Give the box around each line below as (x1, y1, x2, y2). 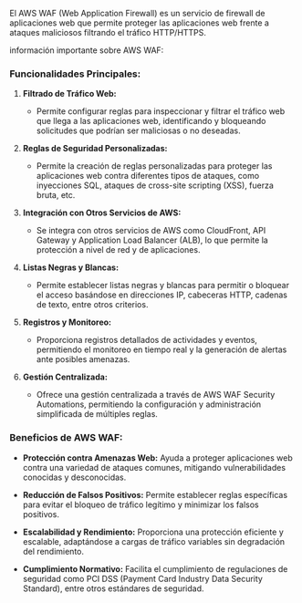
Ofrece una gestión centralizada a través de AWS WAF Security (36, 390, 276, 400)
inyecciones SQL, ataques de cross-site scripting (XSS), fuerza (36, 180, 274, 191)
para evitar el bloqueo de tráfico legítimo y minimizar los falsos (22, 499, 259, 510)
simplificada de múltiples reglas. (36, 409, 158, 420)
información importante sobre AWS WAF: (9, 45, 164, 56)
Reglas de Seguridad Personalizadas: (22, 143, 168, 154)
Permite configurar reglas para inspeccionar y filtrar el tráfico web (36, 106, 286, 117)
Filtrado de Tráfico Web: (22, 88, 117, 99)
